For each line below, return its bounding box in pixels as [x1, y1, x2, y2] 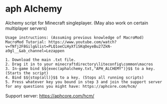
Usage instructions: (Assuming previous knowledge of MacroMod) [5, 35, 144, 40]
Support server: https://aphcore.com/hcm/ [5, 92, 95, 99]
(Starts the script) [5, 71, 49, 76]
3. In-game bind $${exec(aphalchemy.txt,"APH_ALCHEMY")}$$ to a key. [5, 66, 156, 71]
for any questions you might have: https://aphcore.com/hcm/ [5, 84, 138, 89]
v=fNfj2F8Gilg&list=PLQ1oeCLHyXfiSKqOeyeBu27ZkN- [5, 44, 113, 49]
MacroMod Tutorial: [5, 39, 47, 45]
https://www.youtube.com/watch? [48, 39, 117, 45]
